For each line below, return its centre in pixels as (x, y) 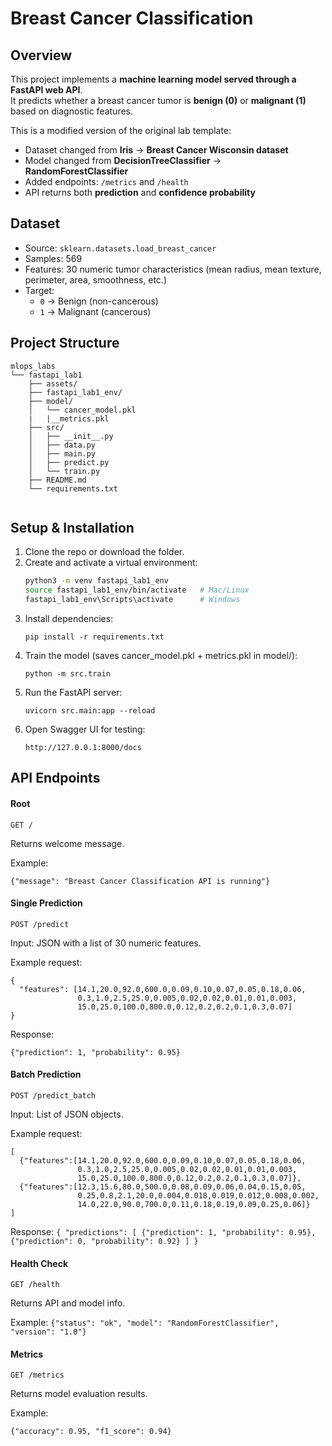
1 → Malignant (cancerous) (95, 311)
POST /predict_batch (53, 1096)
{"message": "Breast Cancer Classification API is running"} (140, 881)
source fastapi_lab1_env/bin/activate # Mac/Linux (137, 590)
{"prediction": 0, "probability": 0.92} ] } (104, 1242)
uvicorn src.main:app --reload (90, 711)
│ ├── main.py (62, 453)
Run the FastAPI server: (73, 693)
